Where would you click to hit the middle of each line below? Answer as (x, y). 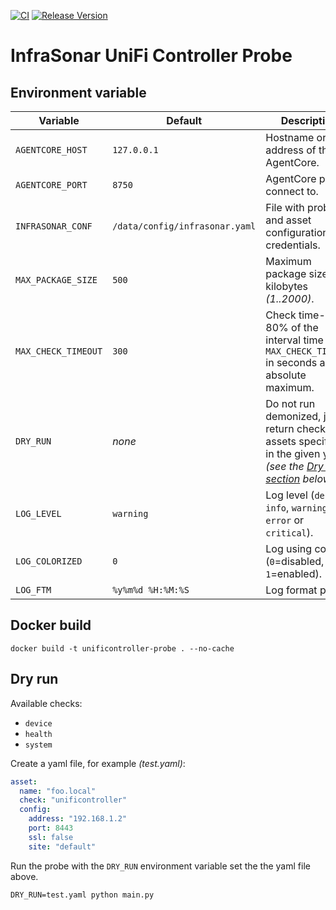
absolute (286, 375)
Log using (289, 548)
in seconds (291, 362)
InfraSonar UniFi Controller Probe (151, 56)
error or (285, 520)
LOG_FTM (33, 590)
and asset (288, 220)
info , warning (296, 507)
